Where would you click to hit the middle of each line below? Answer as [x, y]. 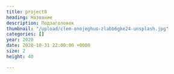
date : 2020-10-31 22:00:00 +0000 [48, 46]
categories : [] [25, 34]
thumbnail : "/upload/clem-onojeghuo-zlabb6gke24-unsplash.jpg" [88, 29]
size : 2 [16, 51]
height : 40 [20, 57]
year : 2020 [20, 40]
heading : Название [29, 17]
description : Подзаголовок [40, 23]
